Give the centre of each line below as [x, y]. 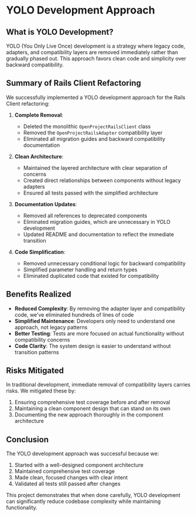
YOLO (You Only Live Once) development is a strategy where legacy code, [96, 46]
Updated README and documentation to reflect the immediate [99, 234]
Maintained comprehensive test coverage [65, 471]
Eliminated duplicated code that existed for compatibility [91, 276]
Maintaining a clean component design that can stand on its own [92, 408]
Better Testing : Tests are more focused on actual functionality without [99, 333]
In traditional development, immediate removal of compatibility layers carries [98, 385]
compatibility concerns [42, 340]
